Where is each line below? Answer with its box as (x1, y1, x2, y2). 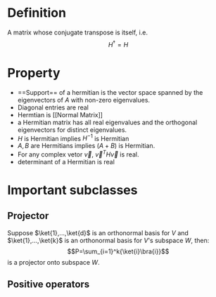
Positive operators (7, 279, 90, 291)
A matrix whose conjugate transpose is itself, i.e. (7, 28, 148, 37)
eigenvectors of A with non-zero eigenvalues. (17, 95, 150, 104)
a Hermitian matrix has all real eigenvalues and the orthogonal (17, 118, 198, 126)
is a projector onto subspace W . (7, 258, 100, 266)
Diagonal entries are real (17, 103, 89, 112)
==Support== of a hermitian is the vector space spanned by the (17, 88, 203, 96)
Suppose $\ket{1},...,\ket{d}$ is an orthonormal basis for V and (7, 228, 189, 237)
